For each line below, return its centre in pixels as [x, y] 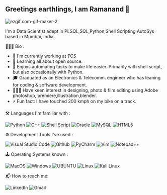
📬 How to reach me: [27, 176]
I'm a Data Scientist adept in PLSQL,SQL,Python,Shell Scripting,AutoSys [80, 31]
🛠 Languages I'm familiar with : [38, 113]
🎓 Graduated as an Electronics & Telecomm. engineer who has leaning [87, 77]
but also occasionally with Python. [48, 72]
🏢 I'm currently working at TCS [44, 56]
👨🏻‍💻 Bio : [15, 46]
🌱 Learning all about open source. [48, 61]
